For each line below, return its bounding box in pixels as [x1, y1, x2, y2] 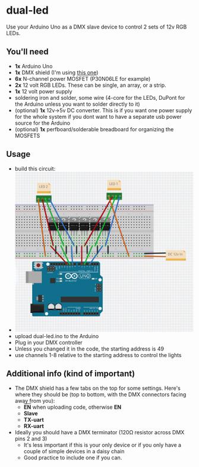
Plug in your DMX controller [14, 339, 83, 346]
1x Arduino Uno [14, 62, 53, 70]
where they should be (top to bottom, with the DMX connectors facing [14, 390, 187, 398]
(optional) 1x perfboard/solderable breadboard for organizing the [14, 125, 174, 132]
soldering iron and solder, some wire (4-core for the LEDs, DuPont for [14, 94, 185, 101]
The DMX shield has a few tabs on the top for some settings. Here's [14, 384, 181, 392]
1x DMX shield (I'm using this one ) [14, 69, 99, 76]
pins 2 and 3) [14, 435, 48, 442]
